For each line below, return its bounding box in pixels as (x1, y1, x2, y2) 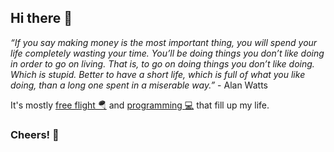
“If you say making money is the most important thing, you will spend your (10, 36, 318, 48)
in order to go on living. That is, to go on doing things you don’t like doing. (10, 57, 315, 70)
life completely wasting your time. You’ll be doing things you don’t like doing (10, 47, 325, 59)
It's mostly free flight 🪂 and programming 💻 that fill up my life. (10, 99, 270, 111)
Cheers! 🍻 (10, 127, 60, 141)
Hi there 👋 (10, 10, 73, 27)
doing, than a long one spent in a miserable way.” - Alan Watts (10, 79, 268, 91)
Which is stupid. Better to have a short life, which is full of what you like (10, 68, 306, 80)
